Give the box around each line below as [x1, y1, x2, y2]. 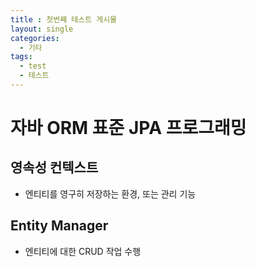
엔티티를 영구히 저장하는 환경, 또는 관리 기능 [24, 187, 197, 200]
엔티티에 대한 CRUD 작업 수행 [24, 245, 142, 257]
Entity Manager [10, 217, 109, 235]
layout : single [10, 24, 74, 34]
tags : [10, 52, 33, 62]
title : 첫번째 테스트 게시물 [10, 14, 118, 25]
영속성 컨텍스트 [10, 159, 99, 176]
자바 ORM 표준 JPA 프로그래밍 [10, 117, 247, 140]
